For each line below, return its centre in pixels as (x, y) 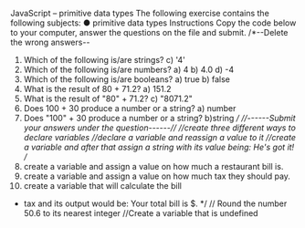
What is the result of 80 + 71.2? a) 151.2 (97, 89)
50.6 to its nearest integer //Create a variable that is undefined (141, 213)
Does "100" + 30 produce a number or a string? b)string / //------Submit (159, 118)
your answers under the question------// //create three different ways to (159, 128)
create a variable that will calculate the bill (102, 186)
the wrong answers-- (50, 42)
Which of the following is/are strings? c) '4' (105, 60)
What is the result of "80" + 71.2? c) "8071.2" (108, 98)
